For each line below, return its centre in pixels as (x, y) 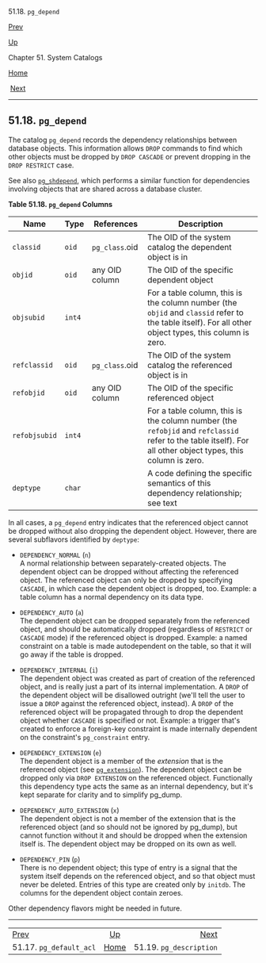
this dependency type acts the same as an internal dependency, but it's (136, 786)
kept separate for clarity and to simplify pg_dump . (101, 794)
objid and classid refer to (196, 313)
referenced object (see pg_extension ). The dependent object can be (131, 769)
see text (162, 503)
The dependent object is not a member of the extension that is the (127, 818)
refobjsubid (35, 435)
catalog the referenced (190, 365)
